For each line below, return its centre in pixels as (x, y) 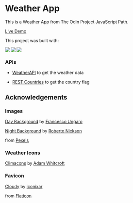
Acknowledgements (36, 97)
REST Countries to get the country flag (51, 82)
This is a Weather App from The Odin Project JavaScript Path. (67, 22)
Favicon (15, 176)
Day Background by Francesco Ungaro (44, 121)
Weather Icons (23, 153)
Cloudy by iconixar (24, 186)
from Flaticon (18, 196)
